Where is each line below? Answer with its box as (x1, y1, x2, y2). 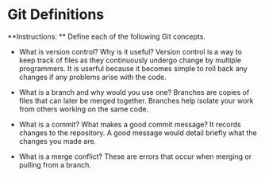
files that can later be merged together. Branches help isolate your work (18, 96, 255, 105)
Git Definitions (7, 6, 105, 24)
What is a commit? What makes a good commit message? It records (18, 119, 241, 129)
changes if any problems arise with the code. (18, 72, 167, 81)
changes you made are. (18, 136, 97, 145)
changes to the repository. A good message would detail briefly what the (18, 128, 257, 137)
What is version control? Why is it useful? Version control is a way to (18, 47, 243, 56)
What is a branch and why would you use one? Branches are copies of (18, 87, 250, 96)
